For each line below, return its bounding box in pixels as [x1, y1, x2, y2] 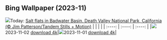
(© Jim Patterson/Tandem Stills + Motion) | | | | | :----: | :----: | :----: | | [5, 23, 152, 29]
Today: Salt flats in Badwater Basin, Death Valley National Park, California [10, 17, 162, 24]
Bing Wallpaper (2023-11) [5, 4, 87, 12]
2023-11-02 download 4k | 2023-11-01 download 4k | [5, 29, 117, 35]
